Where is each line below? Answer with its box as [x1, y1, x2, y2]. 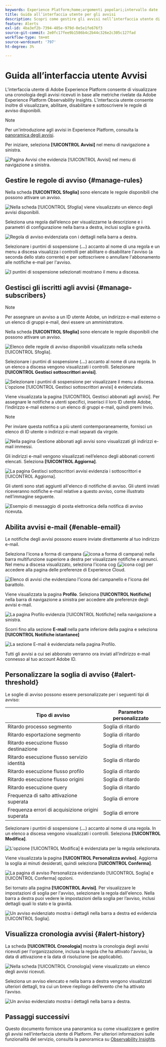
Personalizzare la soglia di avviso [5, 671, 110, 679]
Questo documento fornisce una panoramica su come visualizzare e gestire [5, 1026, 159, 1032]
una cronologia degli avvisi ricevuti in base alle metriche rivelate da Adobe [5, 91, 157, 97]
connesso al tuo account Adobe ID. [5, 656, 77, 662]
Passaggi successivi [5, 1013, 70, 1021]
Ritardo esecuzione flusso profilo [7, 768, 84, 774]
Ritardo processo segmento [7, 723, 72, 730]
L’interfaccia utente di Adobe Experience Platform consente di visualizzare [5, 86, 157, 92]
